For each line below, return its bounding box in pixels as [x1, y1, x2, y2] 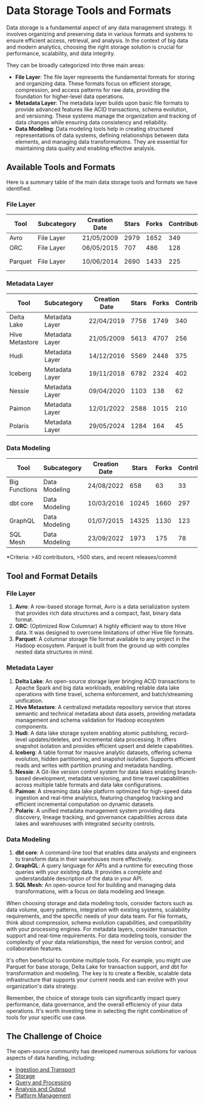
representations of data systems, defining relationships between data [15, 132, 189, 139]
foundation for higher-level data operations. [15, 93, 124, 100]
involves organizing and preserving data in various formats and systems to [6, 30, 193, 37]
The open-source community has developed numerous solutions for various [6, 1047, 197, 1054]
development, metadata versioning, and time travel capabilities [32, 774, 189, 782]
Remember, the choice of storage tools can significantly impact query [6, 994, 181, 1001]
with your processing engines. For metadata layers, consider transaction [6, 925, 188, 933]
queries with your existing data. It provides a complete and [15, 868, 162, 875]
